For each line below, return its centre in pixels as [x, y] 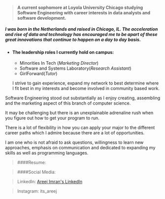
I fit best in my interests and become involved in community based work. [86, 88]
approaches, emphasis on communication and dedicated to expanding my [80, 148]
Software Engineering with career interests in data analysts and [84, 12]
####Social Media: [36, 172]
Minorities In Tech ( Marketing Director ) [59, 63]
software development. [42, 18]
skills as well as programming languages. [47, 153]
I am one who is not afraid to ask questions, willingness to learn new [74, 142]
